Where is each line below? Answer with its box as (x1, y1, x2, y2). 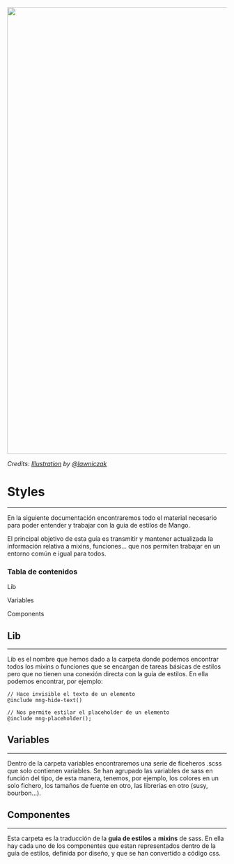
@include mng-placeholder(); (7, 715, 92, 722)
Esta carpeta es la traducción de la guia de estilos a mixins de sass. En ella (7, 834, 224, 842)
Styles (7, 484, 45, 500)
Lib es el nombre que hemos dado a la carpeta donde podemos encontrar (7, 655, 219, 664)
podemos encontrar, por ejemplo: (7, 677, 103, 686)
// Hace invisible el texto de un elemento (7, 691, 136, 698)
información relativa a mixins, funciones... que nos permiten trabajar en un (7, 542, 221, 550)
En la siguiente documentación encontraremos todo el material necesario (7, 513, 217, 522)
